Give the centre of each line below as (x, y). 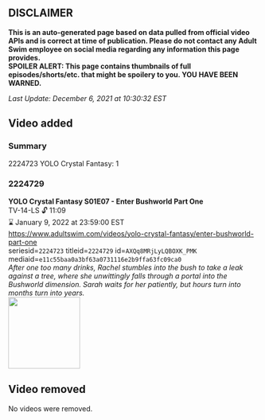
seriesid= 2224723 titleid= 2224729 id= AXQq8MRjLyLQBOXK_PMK (103, 251)
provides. (25, 57)
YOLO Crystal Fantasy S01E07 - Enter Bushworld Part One (106, 201)
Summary (28, 146)
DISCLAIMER (41, 13)
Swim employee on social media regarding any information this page (124, 49)
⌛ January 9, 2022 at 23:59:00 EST (66, 222)
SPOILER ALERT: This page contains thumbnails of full (99, 66)
